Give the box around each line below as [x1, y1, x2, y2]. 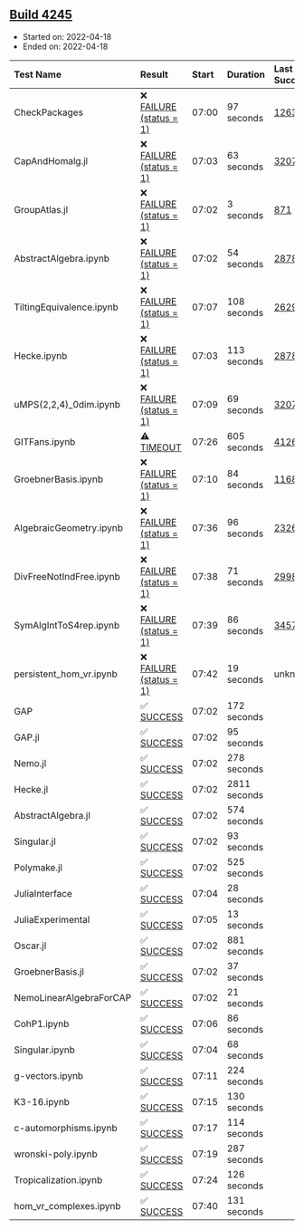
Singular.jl [14, 835, 56, 848]
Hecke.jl [14, 783, 49, 795]
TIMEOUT [139, 441, 183, 454]
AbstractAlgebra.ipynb [14, 252, 110, 264]
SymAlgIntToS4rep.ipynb [14, 619, 120, 631]
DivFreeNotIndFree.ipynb [14, 570, 120, 582]
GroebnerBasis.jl [14, 965, 84, 977]
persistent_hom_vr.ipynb [14, 668, 118, 680]
